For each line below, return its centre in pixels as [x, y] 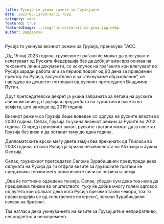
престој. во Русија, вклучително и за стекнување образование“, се [75, 77]
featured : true [21, 23]
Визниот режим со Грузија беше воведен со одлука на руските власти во [82, 116]
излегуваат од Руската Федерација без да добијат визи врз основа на [78, 61]
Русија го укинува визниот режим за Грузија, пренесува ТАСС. [71, 46]
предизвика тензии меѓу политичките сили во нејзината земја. [71, 171]
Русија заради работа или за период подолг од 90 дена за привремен [79, 71]
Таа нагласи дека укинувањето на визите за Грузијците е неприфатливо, [81, 211]
